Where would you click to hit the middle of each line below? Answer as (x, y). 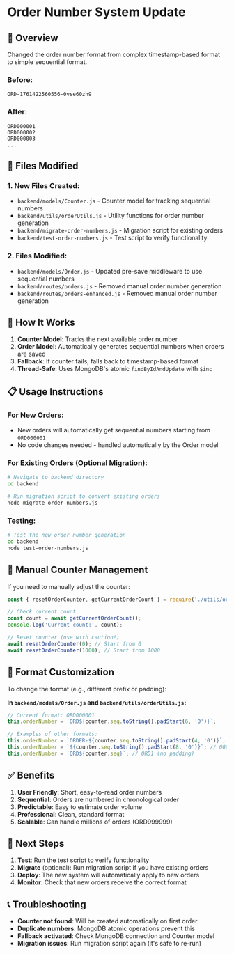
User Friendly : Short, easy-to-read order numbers (89, 792)
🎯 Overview (33, 38)
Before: (20, 79)
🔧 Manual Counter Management (78, 570)
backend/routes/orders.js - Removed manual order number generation (119, 286)
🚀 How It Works (41, 322)
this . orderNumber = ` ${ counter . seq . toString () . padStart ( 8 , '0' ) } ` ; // (112, 747)
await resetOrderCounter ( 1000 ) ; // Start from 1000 (84, 650)
